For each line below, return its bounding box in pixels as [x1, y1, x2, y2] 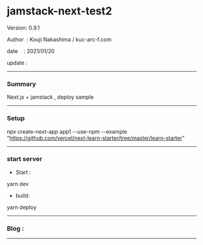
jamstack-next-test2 [7, 4, 113, 18]
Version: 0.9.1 [7, 24, 40, 31]
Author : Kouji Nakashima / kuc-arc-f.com [7, 36, 112, 43]
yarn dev [7, 180, 29, 187]
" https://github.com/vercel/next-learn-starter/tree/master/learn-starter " [7, 134, 185, 141]
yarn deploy [7, 203, 37, 211]
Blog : [7, 224, 24, 232]
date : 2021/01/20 [7, 47, 55, 55]
